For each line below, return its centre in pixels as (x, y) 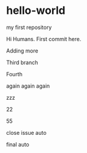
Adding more (22, 50)
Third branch (22, 62)
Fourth (14, 74)
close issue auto (26, 132)
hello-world (36, 11)
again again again (28, 86)
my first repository (29, 27)
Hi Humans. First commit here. (44, 39)
